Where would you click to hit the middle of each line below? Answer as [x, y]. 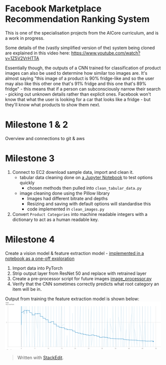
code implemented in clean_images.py [66, 209]
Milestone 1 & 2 [37, 125]
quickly [27, 182]
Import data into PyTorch [38, 268]
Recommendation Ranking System [77, 19]
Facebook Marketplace [53, 9]
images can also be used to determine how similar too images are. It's [76, 73]
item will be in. [27, 289]
